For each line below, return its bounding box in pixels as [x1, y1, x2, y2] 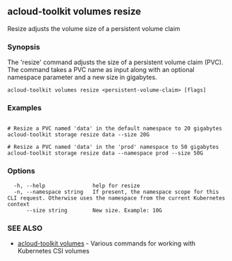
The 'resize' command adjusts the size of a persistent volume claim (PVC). [7, 58, 224, 66]
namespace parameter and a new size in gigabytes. [7, 73, 157, 82]
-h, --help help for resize [13, 182, 140, 189]
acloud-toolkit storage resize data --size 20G [7, 131, 150, 138]
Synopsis [7, 42, 40, 51]
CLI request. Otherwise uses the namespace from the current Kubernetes [7, 194, 226, 202]
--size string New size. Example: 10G [25, 207, 162, 214]
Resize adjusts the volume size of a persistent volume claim [7, 24, 181, 32]
